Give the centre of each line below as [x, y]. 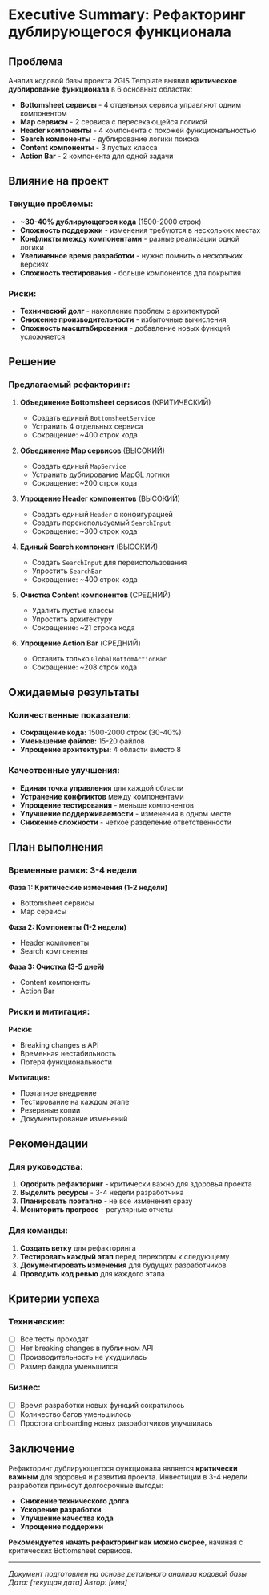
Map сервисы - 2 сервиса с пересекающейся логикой [114, 122]
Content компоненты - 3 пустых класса [88, 147]
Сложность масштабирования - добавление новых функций [125, 328]
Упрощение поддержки [62, 1526]
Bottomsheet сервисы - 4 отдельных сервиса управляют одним [130, 105]
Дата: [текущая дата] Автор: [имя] [68, 1582]
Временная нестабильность [68, 1053]
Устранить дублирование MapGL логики [101, 474]
